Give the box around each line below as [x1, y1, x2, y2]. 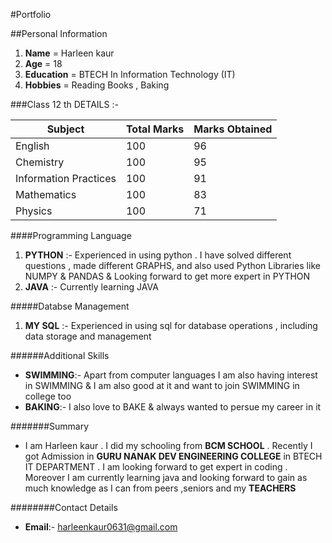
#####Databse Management [10, 300, 130, 312]
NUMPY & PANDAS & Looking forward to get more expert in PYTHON [24, 270, 311, 282]
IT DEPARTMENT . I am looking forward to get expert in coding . [24, 461, 288, 473]
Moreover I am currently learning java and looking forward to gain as [24, 472, 308, 483]
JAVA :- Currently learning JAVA [24, 281, 159, 293]
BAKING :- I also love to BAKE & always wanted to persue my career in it [24, 401, 322, 413]
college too [24, 390, 72, 402]
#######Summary [10, 420, 90, 432]
